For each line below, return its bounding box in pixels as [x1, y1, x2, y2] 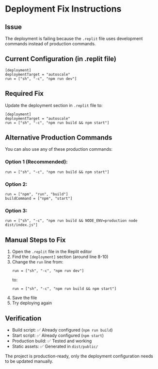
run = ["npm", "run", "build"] [5, 192, 68, 197]
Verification [5, 314, 42, 322]
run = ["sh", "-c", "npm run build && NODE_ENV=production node [5, 218, 138, 223]
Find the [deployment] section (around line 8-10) [12, 254, 109, 260]
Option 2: [5, 181, 28, 188]
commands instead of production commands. [5, 41, 96, 47]
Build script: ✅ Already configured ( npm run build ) [12, 327, 113, 333]
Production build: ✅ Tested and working [12, 338, 92, 344]
